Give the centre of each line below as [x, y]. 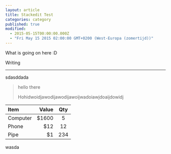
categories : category [28, 19]
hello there [29, 87]
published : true [22, 24]
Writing [13, 63]
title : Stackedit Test [29, 15]
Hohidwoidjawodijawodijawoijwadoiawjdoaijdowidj [70, 97]
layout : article [22, 10]
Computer [20, 118]
